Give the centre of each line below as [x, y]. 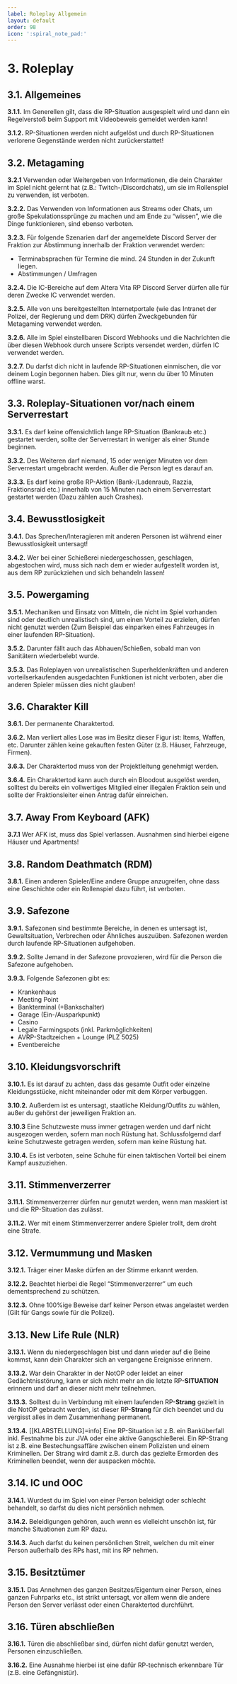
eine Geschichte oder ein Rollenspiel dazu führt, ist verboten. [97, 888]
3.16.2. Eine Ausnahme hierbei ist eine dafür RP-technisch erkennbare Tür [116, 1665]
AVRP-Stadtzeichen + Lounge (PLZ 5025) [78, 1037]
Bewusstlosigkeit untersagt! [48, 543]
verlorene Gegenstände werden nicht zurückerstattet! [86, 141]
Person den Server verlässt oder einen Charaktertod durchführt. [101, 1605]
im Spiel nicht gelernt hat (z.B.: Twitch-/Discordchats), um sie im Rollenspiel [118, 188]
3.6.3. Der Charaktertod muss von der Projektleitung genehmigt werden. [113, 767]
